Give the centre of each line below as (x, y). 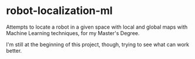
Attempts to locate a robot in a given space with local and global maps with (97, 27)
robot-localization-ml (59, 11)
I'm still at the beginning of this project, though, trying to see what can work (98, 44)
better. (14, 50)
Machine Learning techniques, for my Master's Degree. (73, 33)
